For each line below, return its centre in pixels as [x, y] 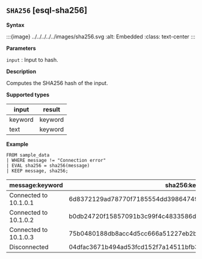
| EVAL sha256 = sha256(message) [48, 165]
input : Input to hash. [32, 59]
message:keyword [36, 185]
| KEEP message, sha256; [37, 171]
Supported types [28, 94]
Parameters [21, 48]
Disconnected [29, 247]
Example [17, 144]
